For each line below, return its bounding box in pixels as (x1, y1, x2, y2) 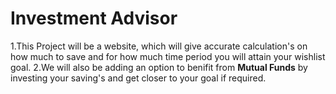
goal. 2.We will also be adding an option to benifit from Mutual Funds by (10, 61, 308, 73)
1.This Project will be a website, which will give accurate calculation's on (10, 40, 308, 52)
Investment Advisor (10, 7, 178, 30)
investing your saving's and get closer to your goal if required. (10, 72, 267, 84)
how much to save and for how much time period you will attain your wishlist (10, 50, 326, 62)
